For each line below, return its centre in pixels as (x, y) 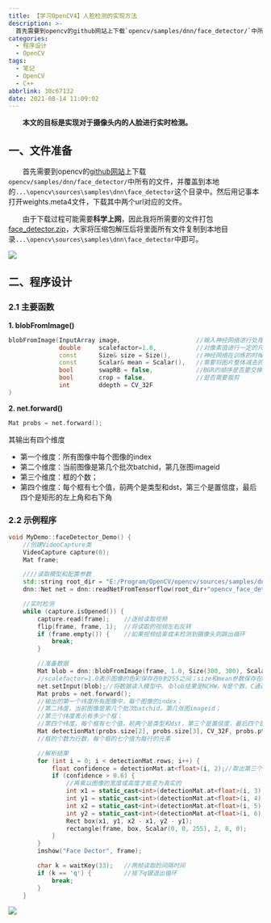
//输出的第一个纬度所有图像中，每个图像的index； (110, 701)
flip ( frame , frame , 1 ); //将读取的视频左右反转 (115, 626)
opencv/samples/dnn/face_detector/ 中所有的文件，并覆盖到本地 (114, 182)
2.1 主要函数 (31, 307)
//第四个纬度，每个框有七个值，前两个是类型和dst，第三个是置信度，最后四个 (148, 724)
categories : (28, 38)
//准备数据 (53, 664)
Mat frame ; (41, 560)
